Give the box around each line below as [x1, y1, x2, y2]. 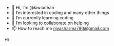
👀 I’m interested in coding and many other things [11, 10, 109, 15]
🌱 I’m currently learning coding [11, 15, 74, 20]
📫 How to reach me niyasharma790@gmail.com [11, 26, 109, 31]
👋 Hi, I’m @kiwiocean [11, 5, 55, 10]
